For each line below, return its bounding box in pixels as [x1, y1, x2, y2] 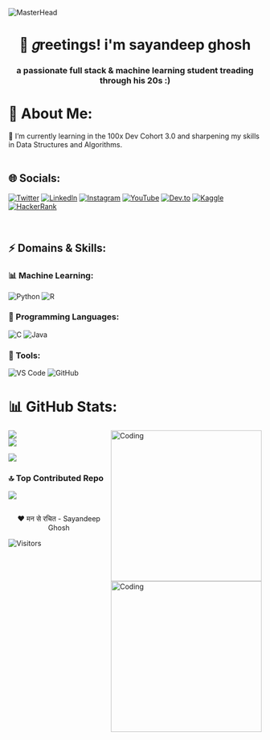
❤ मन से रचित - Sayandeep [17, 513, 100, 523]
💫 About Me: [8, 105, 93, 123]
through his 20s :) [99, 75, 171, 86]
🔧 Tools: [8, 350, 41, 361]
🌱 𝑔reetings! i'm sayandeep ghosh [18, 36, 252, 54]
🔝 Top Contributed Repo [8, 473, 104, 483]
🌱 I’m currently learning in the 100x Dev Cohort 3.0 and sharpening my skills [8, 131, 260, 141]
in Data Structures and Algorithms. [8, 140, 123, 150]
